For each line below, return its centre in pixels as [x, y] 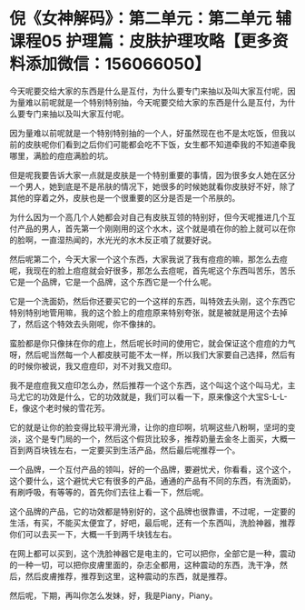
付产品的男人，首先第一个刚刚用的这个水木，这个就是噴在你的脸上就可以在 [148, 228]
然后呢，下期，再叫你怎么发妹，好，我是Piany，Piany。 [113, 595]
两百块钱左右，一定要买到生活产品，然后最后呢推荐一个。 [133, 450]
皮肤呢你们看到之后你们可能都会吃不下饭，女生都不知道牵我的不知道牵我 [160, 144]
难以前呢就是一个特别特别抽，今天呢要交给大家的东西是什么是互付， [152, 102]
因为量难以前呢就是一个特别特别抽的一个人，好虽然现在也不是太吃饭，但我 [148, 133]
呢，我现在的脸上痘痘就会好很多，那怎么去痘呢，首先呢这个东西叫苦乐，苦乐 [152, 270]
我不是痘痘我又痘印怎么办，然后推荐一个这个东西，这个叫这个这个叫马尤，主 [152, 385]
